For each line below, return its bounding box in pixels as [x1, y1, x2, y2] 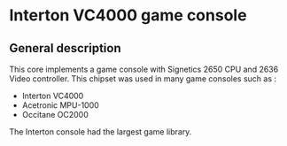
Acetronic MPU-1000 [21, 100, 99, 111]
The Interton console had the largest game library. [9, 127, 192, 137]
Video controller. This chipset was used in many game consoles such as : [9, 73, 277, 84]
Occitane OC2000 [21, 110, 89, 119]
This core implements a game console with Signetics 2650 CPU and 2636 [9, 64, 279, 74]
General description [9, 41, 121, 56]
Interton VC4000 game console [9, 5, 247, 26]
